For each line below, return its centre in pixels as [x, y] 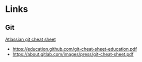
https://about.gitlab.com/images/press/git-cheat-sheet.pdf [73, 54]
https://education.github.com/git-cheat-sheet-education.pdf [75, 49]
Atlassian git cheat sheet [30, 39]
